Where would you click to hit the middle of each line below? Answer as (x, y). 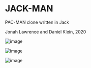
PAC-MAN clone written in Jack (37, 22)
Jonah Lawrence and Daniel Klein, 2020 (45, 32)
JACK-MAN (29, 9)
